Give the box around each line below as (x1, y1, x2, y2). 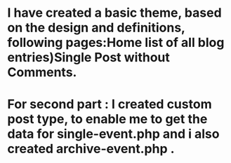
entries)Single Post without (7, 50, 170, 66)
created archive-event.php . (7, 141, 175, 157)
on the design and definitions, (7, 20, 185, 36)
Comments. (7, 64, 77, 80)
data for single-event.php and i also (7, 126, 220, 142)
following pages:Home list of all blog (7, 35, 225, 50)
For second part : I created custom (7, 97, 212, 113)
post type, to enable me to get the (7, 111, 208, 127)
